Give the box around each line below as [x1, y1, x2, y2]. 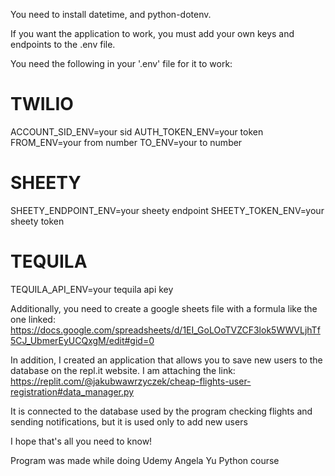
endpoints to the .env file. [10, 39, 116, 50]
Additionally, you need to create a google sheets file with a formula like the [10, 302, 318, 314]
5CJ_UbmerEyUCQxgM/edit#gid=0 [10, 334, 155, 346]
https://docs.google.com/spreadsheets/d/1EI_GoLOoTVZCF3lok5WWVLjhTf [10, 324, 321, 336]
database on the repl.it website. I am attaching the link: [10, 364, 236, 376]
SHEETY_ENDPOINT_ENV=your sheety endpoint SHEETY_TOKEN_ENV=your [10, 204, 325, 216]
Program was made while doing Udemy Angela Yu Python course [10, 454, 280, 466]
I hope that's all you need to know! [10, 435, 153, 447]
